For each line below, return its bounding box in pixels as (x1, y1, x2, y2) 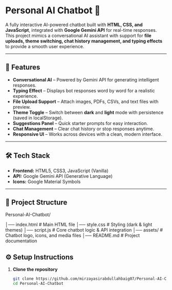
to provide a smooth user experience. (5, 43, 84, 49)
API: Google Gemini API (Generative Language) (12, 173, 113, 179)
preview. (12, 103, 31, 110)
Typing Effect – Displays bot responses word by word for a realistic (12, 87, 155, 94)
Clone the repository (12, 266, 58, 273)
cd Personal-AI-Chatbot (12, 281, 64, 286)
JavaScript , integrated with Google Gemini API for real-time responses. (5, 27, 157, 33)
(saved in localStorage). (12, 115, 63, 121)
